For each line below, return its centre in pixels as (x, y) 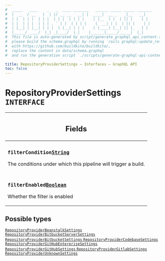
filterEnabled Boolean (37, 185)
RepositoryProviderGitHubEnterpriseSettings (51, 244)
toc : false (16, 69)
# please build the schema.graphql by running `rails (62, 42)
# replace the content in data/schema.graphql (55, 51)
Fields (76, 129)
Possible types (28, 219)
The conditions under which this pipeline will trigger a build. (76, 164)
